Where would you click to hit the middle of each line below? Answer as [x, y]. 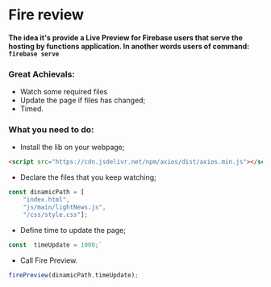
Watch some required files [64, 92]
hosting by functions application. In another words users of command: [129, 46]
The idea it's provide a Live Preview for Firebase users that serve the [126, 37]
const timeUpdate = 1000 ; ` [56, 245]
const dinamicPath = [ [46, 192]
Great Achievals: [42, 74]
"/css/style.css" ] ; [56, 214]
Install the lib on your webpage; [72, 148]
